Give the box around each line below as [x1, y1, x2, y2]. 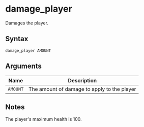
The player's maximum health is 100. [5, 116, 82, 122]
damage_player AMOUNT [5, 48, 51, 53]
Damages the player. [5, 20, 48, 26]
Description [68, 77, 97, 84]
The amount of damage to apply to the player [28, 85, 136, 92]
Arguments [5, 62, 42, 71]
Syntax [5, 35, 28, 43]
